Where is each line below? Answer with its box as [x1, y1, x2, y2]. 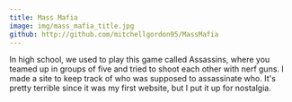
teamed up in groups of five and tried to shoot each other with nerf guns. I [9, 64, 285, 74]
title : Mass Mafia [9, 13, 78, 22]
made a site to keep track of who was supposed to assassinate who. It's [9, 73, 277, 84]
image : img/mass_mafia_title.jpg [9, 21, 135, 30]
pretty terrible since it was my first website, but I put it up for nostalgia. [9, 82, 271, 94]
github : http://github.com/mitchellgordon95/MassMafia [9, 30, 219, 38]
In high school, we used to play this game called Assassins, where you [9, 55, 270, 65]
